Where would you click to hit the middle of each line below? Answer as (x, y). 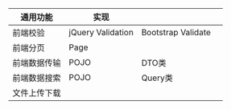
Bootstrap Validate (176, 32)
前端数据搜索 (37, 78)
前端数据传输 (37, 63)
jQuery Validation (101, 32)
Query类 (157, 78)
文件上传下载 (37, 93)
